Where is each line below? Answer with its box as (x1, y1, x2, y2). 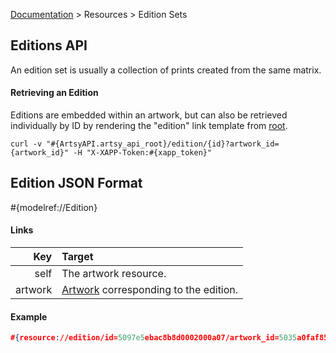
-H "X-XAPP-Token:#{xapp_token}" (73, 148, 213, 158)
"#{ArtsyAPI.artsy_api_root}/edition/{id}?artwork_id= (46, 139, 280, 149)
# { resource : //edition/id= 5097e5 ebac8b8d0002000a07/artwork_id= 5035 (10, 333, 298, 343)
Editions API (10, 37, 88, 54)
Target (61, 250, 94, 264)
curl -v (10, 139, 43, 149)
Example (10, 310, 48, 323)
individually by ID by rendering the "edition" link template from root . (10, 120, 288, 132)
